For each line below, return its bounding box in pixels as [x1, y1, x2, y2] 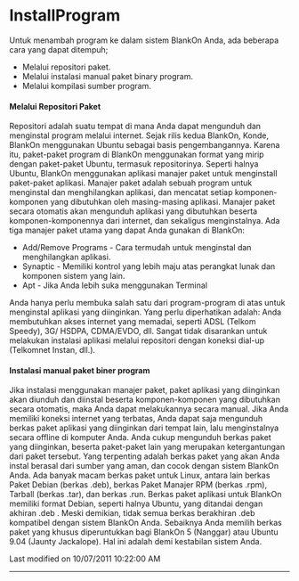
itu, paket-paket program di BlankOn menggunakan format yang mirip [9, 149, 264, 160]
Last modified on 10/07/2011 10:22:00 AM [9, 553, 161, 564]
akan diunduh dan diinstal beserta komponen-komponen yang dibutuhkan [9, 394, 280, 405]
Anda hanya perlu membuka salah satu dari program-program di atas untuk [9, 298, 286, 308]
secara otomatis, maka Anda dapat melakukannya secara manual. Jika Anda [9, 404, 289, 414]
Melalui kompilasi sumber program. [21, 80, 151, 91]
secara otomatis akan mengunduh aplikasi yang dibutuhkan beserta [9, 206, 258, 217]
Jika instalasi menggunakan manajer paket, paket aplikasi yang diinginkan [9, 385, 280, 396]
